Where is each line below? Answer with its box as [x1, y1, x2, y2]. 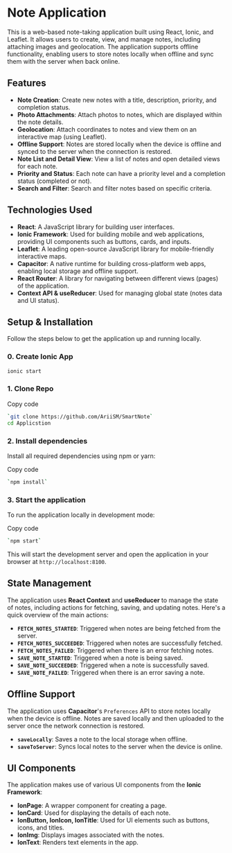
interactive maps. [17, 252, 67, 261]
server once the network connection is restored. [7, 721, 145, 730]
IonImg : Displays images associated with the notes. [17, 831, 165, 839]
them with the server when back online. [7, 57, 121, 65]
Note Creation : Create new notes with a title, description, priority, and [17, 96, 217, 104]
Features [7, 78, 46, 89]
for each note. [17, 161, 57, 170]
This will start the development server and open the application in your [7, 549, 209, 559]
